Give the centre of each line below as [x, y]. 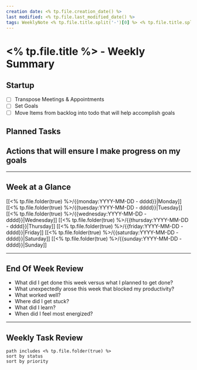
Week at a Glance [39, 187]
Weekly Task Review [45, 338]
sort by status [25, 357]
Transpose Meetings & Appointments [59, 100]
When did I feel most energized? [54, 314]
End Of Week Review [45, 268]
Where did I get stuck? [42, 302]
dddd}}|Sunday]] [26, 245]
